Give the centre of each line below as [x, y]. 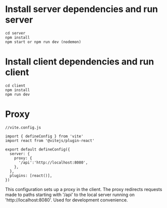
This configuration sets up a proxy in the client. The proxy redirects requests [84, 189]
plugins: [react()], [31, 175]
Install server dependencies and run [82, 9]
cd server [15, 33]
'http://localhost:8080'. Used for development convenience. [67, 200]
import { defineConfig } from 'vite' [44, 136]
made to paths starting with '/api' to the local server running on [70, 194]
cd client [15, 85]
